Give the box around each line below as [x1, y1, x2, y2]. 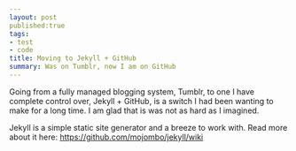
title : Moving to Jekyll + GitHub [9, 54, 137, 63]
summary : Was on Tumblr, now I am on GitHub [9, 63, 176, 72]
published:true [9, 21, 66, 30]
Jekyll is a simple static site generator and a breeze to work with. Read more [9, 122, 288, 132]
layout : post [9, 12, 58, 22]
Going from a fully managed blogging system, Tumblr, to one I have [9, 86, 255, 97]
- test [9, 37, 34, 47]
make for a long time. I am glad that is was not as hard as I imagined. [9, 105, 260, 116]
